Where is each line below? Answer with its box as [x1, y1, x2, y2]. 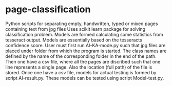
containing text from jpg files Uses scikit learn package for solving [5, 26, 145, 32]
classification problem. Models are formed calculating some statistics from [5, 31, 163, 37]
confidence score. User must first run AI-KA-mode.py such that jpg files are [5, 42, 166, 48]
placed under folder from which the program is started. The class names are [5, 48, 167, 54]
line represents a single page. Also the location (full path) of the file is [5, 64, 152, 70]
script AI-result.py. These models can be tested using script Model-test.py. [5, 75, 164, 81]
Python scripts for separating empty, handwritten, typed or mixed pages [5, 20, 158, 27]
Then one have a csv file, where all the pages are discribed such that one [5, 58, 161, 64]
